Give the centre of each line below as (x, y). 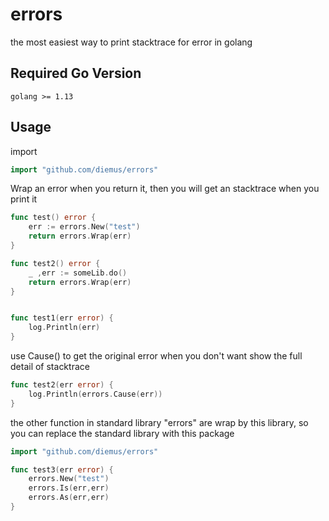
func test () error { (53, 218)
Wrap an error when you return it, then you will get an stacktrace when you (165, 189)
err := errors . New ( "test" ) (84, 227)
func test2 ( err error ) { (62, 385)
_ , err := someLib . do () (78, 273)
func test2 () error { (55, 263)
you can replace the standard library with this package (122, 433)
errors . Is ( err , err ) (69, 488)
